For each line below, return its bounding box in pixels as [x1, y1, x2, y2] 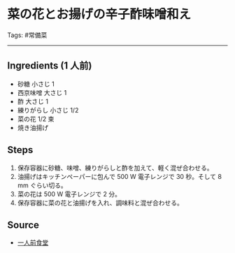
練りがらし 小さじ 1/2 [17, 106, 79, 114]
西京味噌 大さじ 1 [17, 88, 67, 96]
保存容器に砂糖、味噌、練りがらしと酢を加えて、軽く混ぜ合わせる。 [17, 164, 213, 172]
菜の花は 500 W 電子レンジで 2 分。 [17, 189, 121, 198]
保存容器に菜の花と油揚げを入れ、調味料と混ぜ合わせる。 [17, 198, 183, 207]
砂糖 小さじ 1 [17, 80, 55, 88]
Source [7, 219, 40, 231]
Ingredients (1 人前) [7, 60, 92, 72]
